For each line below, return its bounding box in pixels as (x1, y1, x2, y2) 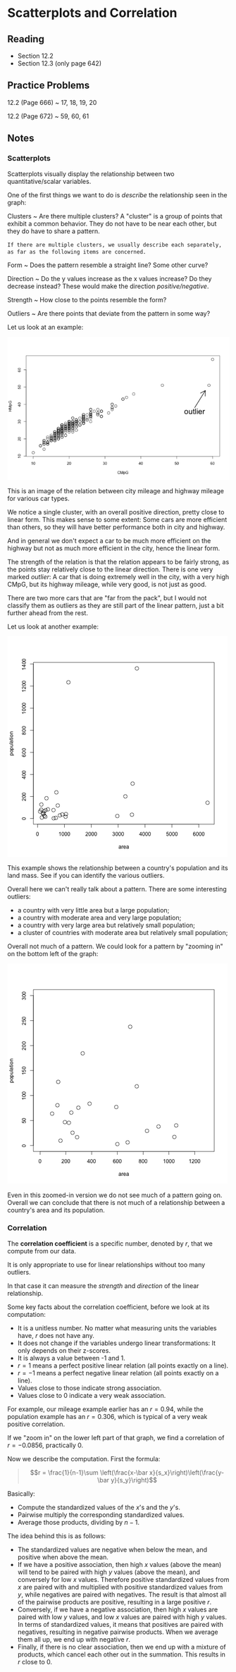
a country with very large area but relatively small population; (17, 921, 196, 929)
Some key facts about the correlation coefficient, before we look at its (7, 1302, 210, 1311)
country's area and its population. (7, 1206, 105, 1214)
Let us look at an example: (7, 323, 84, 331)
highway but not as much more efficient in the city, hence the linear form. (7, 544, 221, 552)
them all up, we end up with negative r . (17, 1635, 130, 1643)
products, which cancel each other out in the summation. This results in (17, 1650, 225, 1659)
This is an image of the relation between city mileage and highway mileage (7, 486, 224, 495)
